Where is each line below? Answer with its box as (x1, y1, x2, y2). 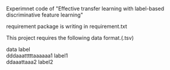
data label (6, 46, 31, 53)
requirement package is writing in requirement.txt (6, 23, 128, 30)
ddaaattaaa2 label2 (6, 59, 53, 65)
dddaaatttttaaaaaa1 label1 (6, 52, 68, 59)
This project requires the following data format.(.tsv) (6, 34, 134, 41)
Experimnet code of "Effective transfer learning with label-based (6, 5, 165, 12)
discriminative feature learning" (6, 11, 83, 18)
